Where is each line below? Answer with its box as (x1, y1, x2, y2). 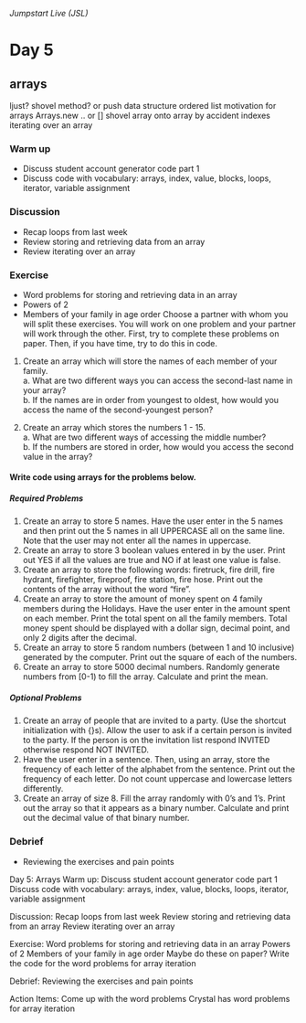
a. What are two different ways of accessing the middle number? (22, 432, 267, 442)
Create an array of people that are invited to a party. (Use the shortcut (22, 715, 287, 726)
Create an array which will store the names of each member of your (22, 356, 278, 367)
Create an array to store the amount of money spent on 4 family (22, 593, 263, 604)
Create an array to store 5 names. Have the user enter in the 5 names (22, 516, 283, 527)
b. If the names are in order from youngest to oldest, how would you (22, 394, 280, 405)
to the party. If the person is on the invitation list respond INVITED (22, 735, 270, 746)
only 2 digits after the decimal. (22, 633, 137, 644)
